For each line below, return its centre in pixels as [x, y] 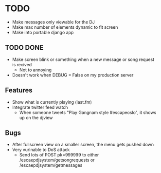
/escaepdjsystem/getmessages [51, 165]
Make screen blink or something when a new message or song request [83, 59]
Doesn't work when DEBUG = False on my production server [73, 75]
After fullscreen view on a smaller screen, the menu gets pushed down [83, 145]
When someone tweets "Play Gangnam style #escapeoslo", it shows [88, 112]
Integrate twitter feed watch [40, 107]
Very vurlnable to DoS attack [41, 150]
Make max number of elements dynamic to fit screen [65, 27]
